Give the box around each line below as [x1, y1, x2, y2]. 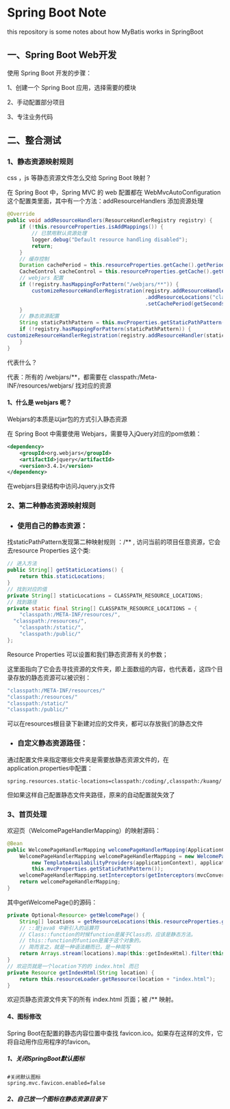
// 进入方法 [7, 560, 38, 568]
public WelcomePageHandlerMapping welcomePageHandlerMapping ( [7, 847, 188, 853]
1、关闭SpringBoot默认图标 [7, 1055, 85, 1063]
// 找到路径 [7, 598, 38, 605]
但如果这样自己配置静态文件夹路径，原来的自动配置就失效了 [7, 790, 175, 798]
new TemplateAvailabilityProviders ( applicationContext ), [31, 859, 197, 866]
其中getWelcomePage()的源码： [7, 898, 98, 906]
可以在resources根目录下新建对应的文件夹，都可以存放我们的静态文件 [7, 719, 203, 728]
